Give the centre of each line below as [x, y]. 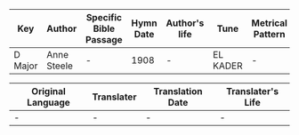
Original [48, 91]
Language [48, 103]
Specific [104, 17]
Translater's [252, 91]
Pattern [269, 34]
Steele [60, 66]
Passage [104, 40]
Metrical [269, 23]
